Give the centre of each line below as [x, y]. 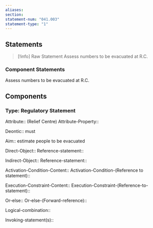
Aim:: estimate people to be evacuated [45, 141]
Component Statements [35, 69]
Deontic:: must [20, 131]
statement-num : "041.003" [32, 19]
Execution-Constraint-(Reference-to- [110, 185]
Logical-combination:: [28, 210]
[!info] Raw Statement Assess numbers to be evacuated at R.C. [83, 56]
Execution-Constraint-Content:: [38, 185]
